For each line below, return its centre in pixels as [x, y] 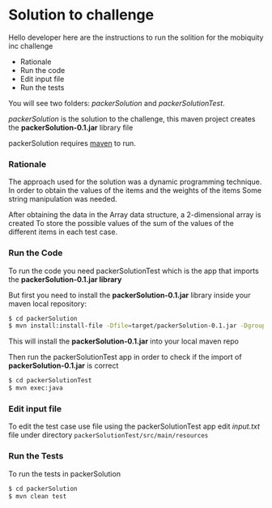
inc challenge [31, 45]
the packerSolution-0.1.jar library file [71, 127]
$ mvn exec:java [36, 388]
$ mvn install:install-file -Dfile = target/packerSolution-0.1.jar [123, 326]
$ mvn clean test [38, 496]
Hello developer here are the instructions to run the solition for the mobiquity [136, 37]
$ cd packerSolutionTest [50, 381]
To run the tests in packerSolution [65, 474]
